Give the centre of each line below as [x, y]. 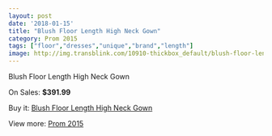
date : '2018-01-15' [41, 23]
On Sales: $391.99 [40, 92]
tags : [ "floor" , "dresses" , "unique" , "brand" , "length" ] [101, 46]
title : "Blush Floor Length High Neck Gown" [85, 31]
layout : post [30, 16]
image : [19, 53]
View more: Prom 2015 [46, 123]
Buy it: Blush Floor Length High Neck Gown [81, 108]
